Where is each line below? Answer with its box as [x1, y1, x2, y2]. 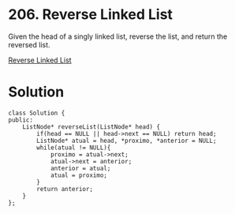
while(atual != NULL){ [36, 144, 111, 152]
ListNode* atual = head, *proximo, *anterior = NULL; [36, 137, 217, 145]
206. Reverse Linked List [8, 6, 173, 24]
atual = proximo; [50, 171, 108, 179]
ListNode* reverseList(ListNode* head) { [22, 122, 160, 131]
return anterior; [36, 185, 93, 193]
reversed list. [8, 39, 50, 49]
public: [8, 116, 34, 124]
